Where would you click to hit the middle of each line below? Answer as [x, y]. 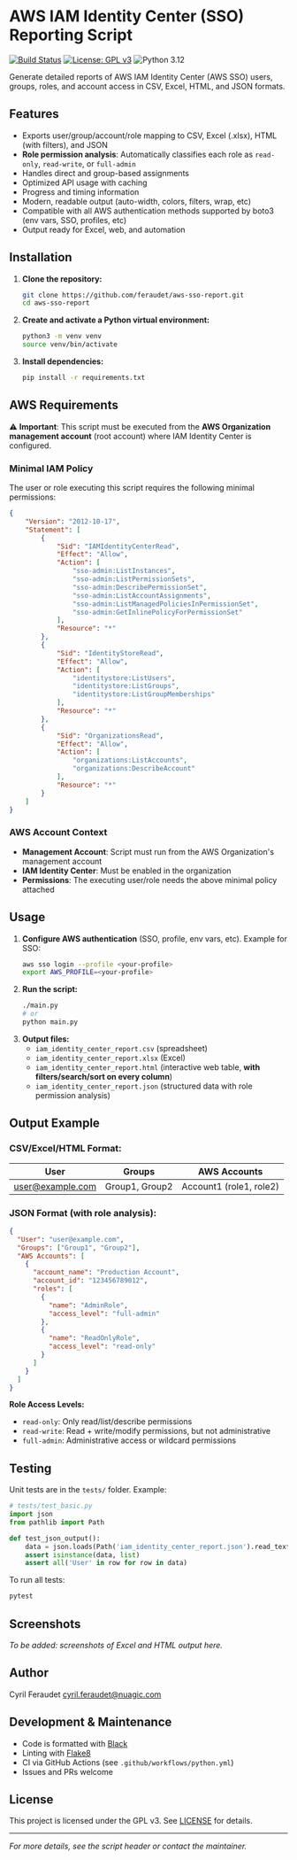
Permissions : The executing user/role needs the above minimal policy [149, 880]
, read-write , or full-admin [88, 163]
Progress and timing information [80, 191]
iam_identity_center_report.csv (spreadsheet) [121, 1048]
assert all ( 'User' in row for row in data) [107, 1563]
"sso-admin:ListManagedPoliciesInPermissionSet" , [165, 604]
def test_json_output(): [55, 1538]
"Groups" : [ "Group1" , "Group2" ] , [79, 1248]
